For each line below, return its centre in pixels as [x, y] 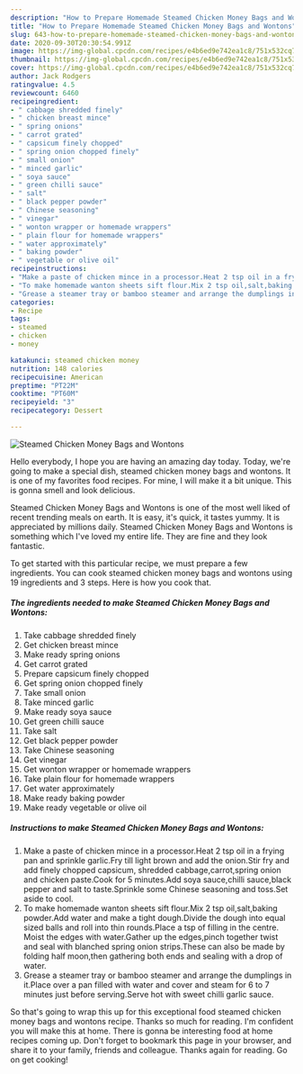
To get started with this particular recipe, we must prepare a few [129, 563]
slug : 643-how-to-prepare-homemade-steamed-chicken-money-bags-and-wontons [155, 34]
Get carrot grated [55, 663]
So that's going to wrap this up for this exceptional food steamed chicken [146, 1011]
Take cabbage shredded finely [80, 635]
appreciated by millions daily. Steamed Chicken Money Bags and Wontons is [151, 527]
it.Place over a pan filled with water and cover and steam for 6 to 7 [146, 984]
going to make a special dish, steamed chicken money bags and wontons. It [151, 471]
